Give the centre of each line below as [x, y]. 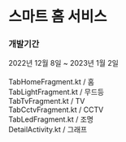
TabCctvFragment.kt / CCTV [56, 110]
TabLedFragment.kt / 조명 [51, 119]
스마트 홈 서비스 [58, 17]
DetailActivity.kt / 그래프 [48, 130]
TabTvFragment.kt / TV [47, 101]
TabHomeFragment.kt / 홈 [52, 82]
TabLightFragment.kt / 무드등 [56, 92]
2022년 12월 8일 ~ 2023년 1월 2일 [64, 63]
